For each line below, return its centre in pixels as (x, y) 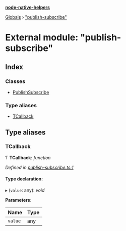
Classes (15, 81)
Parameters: (18, 200)
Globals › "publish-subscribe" (36, 17)
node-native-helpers (28, 7)
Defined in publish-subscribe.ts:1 (40, 167)
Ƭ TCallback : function (28, 157)
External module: (42, 38)
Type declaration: (24, 179)
